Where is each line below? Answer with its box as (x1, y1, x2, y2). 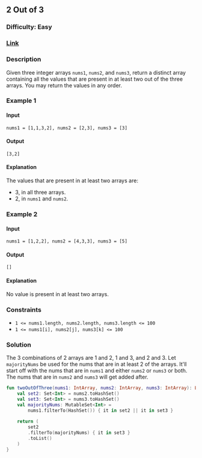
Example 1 (6, 96, 37, 105)
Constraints (6, 305, 42, 314)
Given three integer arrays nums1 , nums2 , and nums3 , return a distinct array (6, 69, 186, 76)
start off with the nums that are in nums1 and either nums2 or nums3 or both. (6, 367, 188, 374)
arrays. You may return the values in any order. (6, 81, 122, 89)
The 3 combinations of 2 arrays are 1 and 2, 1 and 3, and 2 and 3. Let (6, 354, 176, 362)
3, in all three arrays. (14, 189, 66, 196)
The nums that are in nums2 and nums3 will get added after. (6, 373, 148, 381)
